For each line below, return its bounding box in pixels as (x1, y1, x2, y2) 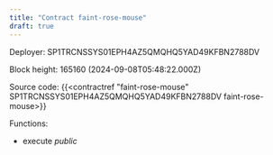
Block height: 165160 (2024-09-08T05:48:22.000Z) (9, 64, 201, 75)
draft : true (9, 22, 54, 31)
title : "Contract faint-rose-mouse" (9, 13, 147, 23)
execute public (22, 135, 78, 146)
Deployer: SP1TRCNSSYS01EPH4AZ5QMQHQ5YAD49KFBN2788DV (9, 46, 260, 57)
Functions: (9, 118, 49, 129)
